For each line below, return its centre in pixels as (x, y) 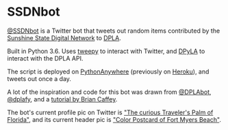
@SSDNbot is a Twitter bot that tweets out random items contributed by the (114, 31)
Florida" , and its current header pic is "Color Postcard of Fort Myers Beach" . (114, 119)
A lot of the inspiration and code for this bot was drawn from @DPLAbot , (109, 92)
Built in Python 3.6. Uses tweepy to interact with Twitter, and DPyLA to (106, 51)
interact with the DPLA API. (45, 58)
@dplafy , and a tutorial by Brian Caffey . (62, 99)
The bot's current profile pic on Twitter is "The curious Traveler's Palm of (110, 112)
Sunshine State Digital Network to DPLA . (64, 37)
